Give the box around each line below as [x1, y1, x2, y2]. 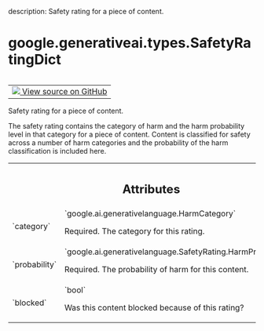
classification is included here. [8, 146, 107, 155]
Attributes [122, 181, 181, 197]
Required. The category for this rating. [64, 226, 205, 237]
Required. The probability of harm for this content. [64, 264, 249, 275]
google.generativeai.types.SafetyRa [8, 35, 251, 52]
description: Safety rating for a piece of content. [8, 7, 164, 16]
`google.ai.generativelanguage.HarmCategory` [64, 208, 236, 219]
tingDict [8, 51, 61, 69]
